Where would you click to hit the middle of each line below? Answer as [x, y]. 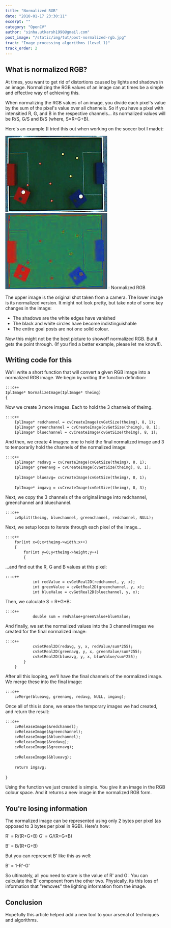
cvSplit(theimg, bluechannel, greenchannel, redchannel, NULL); [84, 518]
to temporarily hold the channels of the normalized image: [66, 447]
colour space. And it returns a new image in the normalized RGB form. [79, 793]
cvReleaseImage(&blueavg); [43, 757]
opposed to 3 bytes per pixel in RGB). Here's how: [58, 826]
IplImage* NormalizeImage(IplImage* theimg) [53, 393]
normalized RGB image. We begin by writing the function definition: [76, 378]
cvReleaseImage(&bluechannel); [48, 737]
